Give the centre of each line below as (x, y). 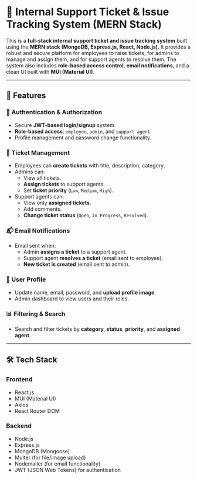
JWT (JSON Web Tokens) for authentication (68, 470)
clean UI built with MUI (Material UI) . (50, 71)
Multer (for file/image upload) (50, 457)
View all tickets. (42, 177)
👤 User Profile (26, 279)
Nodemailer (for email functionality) (57, 463)
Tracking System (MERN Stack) (84, 24)
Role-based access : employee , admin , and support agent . (83, 131)
